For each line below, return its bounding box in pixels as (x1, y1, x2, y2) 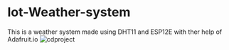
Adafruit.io (7, 35, 38, 43)
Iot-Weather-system (7, 4, 131, 20)
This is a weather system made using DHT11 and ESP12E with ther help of (7, 27, 223, 36)
